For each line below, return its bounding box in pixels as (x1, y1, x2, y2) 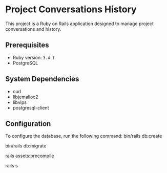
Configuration (5, 119, 51, 128)
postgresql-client (12, 104, 49, 111)
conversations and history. (5, 26, 61, 32)
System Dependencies (5, 75, 79, 83)
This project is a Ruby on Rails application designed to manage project (5, 20, 154, 27)
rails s (5, 163, 18, 169)
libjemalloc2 (12, 94, 38, 100)
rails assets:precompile (5, 153, 54, 159)
